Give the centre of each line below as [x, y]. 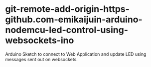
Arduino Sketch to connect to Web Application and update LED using [76, 54]
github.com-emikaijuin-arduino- [74, 19]
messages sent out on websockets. [42, 59]
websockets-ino [40, 41]
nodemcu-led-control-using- [67, 30]
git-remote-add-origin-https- [67, 9]
